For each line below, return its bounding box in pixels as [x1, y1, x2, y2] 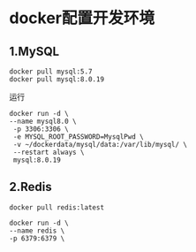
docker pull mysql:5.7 [9, 67, 93, 76]
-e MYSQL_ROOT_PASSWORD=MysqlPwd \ [12, 133, 144, 141]
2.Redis [9, 179, 52, 195]
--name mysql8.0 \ [9, 117, 77, 126]
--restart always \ [12, 148, 86, 157]
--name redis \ [9, 226, 65, 235]
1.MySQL [9, 43, 60, 58]
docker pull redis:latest [9, 202, 104, 212]
